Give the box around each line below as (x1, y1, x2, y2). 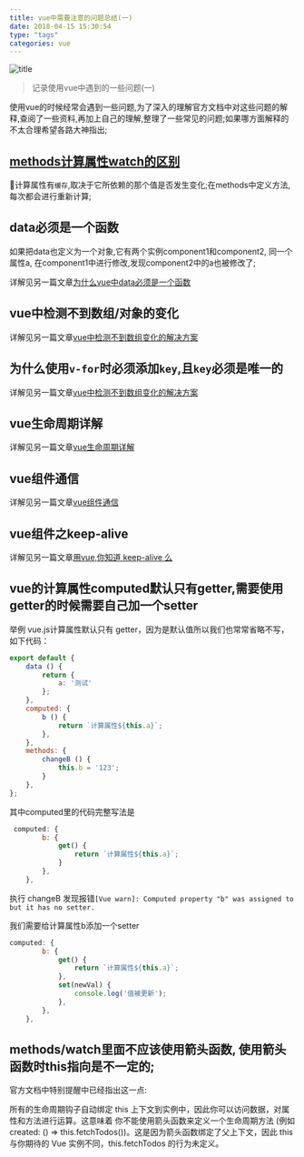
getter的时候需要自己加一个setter (9, 598, 199, 614)
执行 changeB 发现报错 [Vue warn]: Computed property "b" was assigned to (9, 892, 294, 903)
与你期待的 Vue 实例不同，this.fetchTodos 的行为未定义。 (9, 1138, 224, 1149)
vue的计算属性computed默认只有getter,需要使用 (9, 581, 284, 597)
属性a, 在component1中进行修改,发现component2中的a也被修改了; (9, 257, 256, 268)
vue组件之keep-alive (9, 526, 129, 541)
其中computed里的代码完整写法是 (9, 806, 135, 817)
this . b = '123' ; (57, 763, 120, 773)
